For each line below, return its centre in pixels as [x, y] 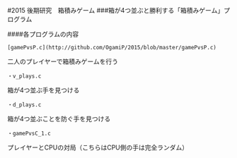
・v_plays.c [24, 76]
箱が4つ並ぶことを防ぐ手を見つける [59, 119]
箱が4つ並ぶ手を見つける [44, 90]
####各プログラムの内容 [43, 34]
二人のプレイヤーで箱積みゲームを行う [63, 61]
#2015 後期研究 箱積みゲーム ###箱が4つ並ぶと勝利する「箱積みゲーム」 [116, 10]
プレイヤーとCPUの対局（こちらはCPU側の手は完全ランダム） [98, 147]
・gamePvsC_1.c [29, 133]
